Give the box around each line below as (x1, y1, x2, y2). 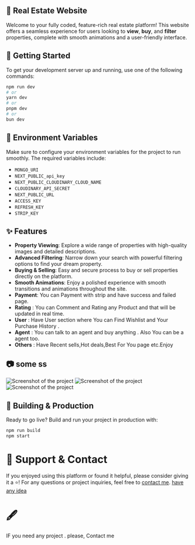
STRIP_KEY (14, 210, 39, 217)
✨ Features (6, 226, 47, 236)
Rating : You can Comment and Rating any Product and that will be (14, 304, 176, 311)
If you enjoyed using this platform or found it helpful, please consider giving (6, 472, 189, 479)
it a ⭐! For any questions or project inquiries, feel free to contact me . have (6, 478, 184, 486)
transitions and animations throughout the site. (14, 285, 127, 293)
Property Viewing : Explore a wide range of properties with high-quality (14, 242, 187, 249)
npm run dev (6, 84, 35, 90)
